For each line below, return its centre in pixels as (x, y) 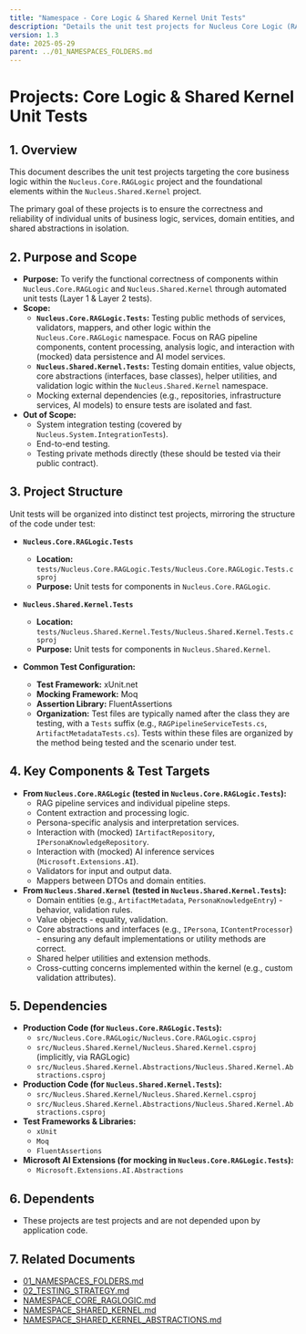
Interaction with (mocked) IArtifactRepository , (126, 832)
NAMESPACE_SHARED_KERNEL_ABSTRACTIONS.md (122, 1320)
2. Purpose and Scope (73, 257)
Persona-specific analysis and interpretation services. (138, 822)
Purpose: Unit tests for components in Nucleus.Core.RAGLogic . (153, 586)
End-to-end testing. (73, 443)
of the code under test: (52, 523)
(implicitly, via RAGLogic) (83, 1057)
